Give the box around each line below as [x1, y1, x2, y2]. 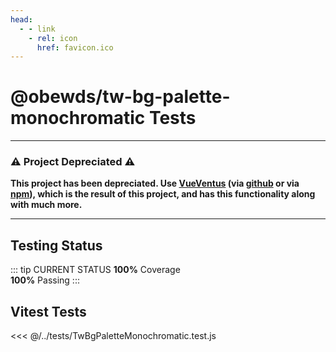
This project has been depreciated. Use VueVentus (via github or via [10, 177, 300, 190]
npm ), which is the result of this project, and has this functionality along [10, 188, 316, 200]
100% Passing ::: [10, 274, 80, 286]
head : [10, 14, 33, 25]
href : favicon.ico [36, 42, 114, 53]
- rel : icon [28, 33, 78, 43]
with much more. [10, 199, 83, 211]
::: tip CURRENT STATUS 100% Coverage [10, 264, 181, 276]
